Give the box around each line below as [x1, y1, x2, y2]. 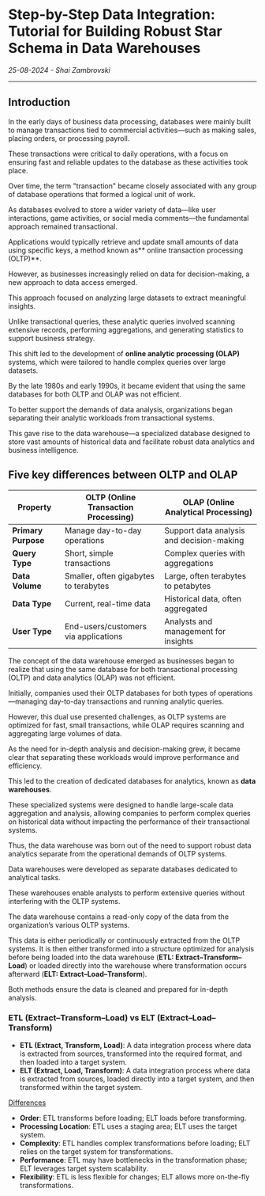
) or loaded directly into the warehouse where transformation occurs [24, 960, 247, 970]
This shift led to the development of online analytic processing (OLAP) [8, 348, 241, 358]
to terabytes [64, 580, 110, 591]
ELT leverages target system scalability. [19, 1164, 148, 1173]
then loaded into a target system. [19, 1057, 128, 1066]
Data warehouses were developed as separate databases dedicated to [8, 864, 238, 874]
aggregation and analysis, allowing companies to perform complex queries [8, 808, 251, 818]
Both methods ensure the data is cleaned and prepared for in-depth [8, 984, 229, 994]
